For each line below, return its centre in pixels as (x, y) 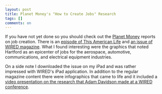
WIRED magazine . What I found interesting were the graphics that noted (77, 47)
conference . (17, 87)
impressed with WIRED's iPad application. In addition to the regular (72, 72)
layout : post (18, 9)
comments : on (18, 23)
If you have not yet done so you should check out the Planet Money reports (80, 37)
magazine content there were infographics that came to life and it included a (81, 77)
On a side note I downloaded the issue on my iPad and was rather (71, 67)
